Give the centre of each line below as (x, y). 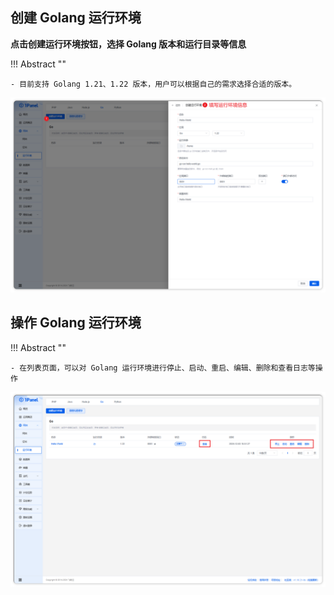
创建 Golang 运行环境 (76, 18)
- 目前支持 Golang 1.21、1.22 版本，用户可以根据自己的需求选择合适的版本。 (153, 84)
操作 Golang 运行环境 (76, 323)
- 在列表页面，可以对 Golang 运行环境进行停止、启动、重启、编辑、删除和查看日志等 (163, 368)
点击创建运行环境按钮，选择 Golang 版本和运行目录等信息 (128, 44)
